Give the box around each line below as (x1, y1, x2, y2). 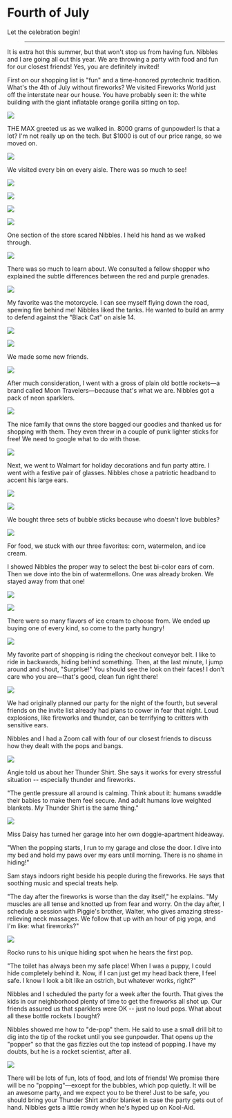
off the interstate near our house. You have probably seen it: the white (7, 90, 206, 98)
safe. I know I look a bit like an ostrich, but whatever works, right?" (7, 976, 197, 984)
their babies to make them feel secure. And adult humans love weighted (7, 796, 212, 804)
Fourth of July (7, 5, 90, 21)
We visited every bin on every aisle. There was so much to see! (7, 165, 187, 174)
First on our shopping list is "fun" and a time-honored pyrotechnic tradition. (7, 76, 222, 84)
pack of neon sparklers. (7, 393, 75, 402)
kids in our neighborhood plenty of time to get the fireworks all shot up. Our (7, 997, 222, 1005)
